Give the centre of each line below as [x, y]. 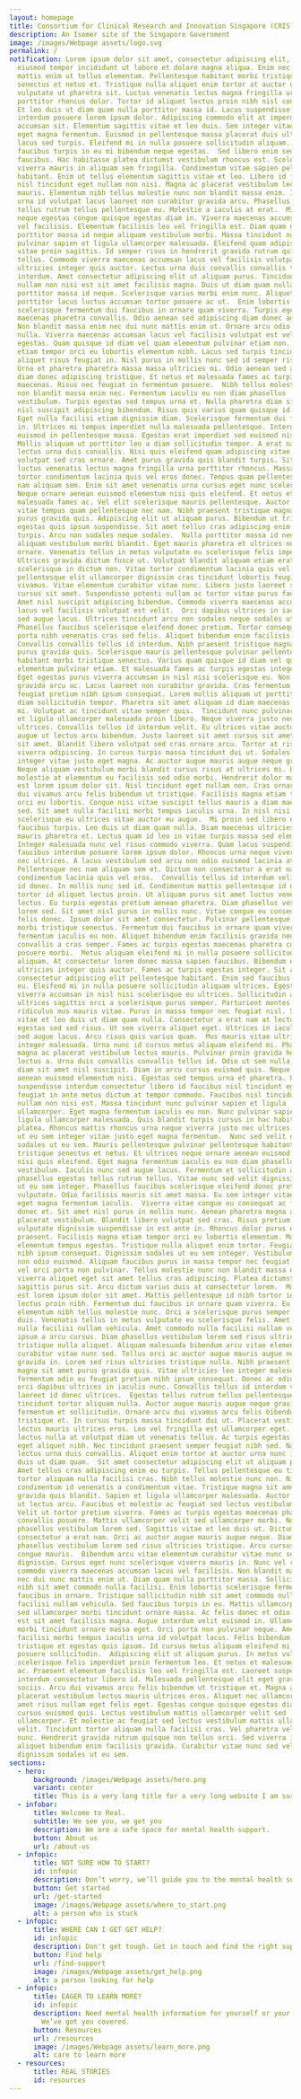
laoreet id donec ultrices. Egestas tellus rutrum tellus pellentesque [156, 1396]
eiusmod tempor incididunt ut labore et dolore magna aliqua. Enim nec [154, 68]
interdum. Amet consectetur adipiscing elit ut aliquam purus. [138, 277]
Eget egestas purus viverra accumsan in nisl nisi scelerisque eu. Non [154, 677]
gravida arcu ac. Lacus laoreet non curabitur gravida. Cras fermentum [154, 685]
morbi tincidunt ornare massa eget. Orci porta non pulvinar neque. [148, 1629]
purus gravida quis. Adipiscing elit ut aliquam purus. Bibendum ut [148, 519]
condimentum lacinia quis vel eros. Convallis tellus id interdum [146, 878]
